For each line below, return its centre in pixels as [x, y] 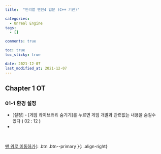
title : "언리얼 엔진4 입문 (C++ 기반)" [42, 10]
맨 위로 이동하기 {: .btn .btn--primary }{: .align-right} [56, 147]
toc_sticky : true [23, 55]
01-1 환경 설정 [21, 103]
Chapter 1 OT [25, 88]
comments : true [21, 41]
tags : [11, 28]
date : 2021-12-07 [23, 64]
